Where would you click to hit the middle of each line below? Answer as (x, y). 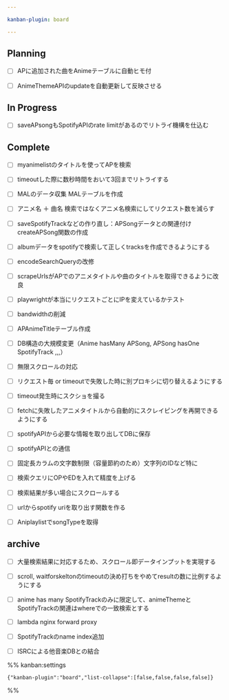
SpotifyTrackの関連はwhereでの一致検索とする (83, 608)
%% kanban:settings (37, 665)
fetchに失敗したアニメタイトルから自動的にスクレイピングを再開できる (118, 411)
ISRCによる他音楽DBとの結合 (58, 651)
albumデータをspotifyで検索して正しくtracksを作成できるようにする (113, 247)
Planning (26, 53)
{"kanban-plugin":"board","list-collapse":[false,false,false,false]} (110, 677)
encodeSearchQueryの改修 (56, 261)
